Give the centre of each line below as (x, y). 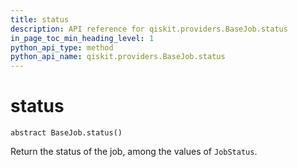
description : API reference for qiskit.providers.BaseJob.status (149, 29)
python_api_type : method (62, 47)
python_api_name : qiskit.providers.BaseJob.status (118, 57)
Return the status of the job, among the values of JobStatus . (134, 152)
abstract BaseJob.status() (66, 133)
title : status (40, 19)
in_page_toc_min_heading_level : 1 (82, 38)
